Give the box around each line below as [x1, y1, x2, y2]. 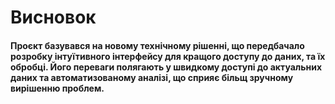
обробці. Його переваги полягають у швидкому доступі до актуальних [10, 61, 323, 73]
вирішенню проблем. [10, 82, 105, 94]
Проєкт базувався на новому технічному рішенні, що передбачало [10, 39, 305, 51]
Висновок [10, 6, 97, 29]
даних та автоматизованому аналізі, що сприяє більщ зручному [10, 71, 294, 83]
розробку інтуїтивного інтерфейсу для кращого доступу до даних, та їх [10, 50, 326, 62]
